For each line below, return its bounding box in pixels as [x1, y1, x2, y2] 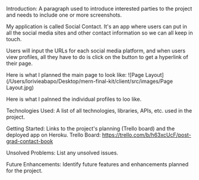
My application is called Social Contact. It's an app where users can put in [6, 23, 187, 30]
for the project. [6, 167, 43, 174]
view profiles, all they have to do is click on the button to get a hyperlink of [6, 54, 188, 60]
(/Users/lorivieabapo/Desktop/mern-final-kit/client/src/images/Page [6, 77, 173, 85]
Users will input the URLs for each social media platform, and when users [6, 47, 186, 54]
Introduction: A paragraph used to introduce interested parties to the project [6, 5, 192, 12]
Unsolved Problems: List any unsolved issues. [6, 149, 119, 156]
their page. [6, 60, 33, 67]
